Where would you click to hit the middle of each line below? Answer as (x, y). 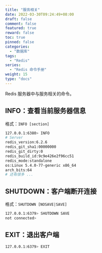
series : (13, 65)
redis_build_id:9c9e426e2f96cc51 (40, 156)
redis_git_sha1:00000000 (31, 147)
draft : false (19, 19)
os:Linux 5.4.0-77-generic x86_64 (41, 165)
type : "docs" (19, 79)
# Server (14, 138)
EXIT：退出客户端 (32, 235)
